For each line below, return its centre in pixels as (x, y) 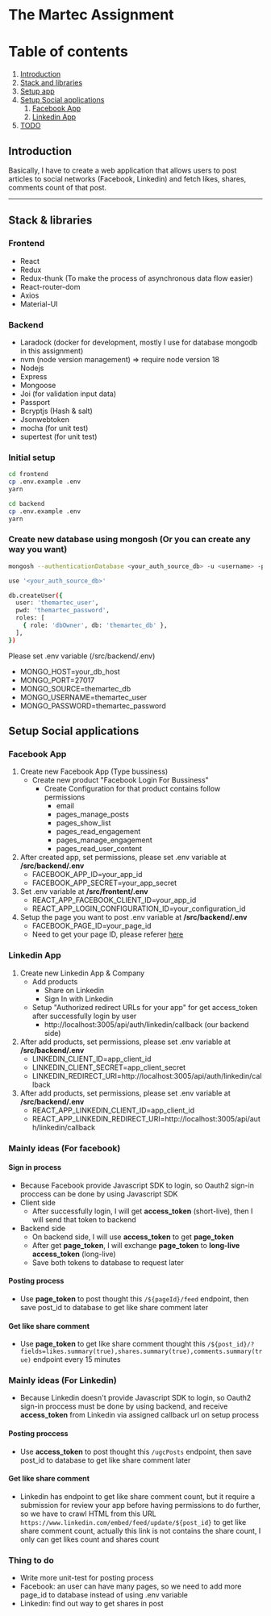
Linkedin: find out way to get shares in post (92, 1604)
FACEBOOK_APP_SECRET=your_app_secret (104, 883)
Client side (38, 1202)
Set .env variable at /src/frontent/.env (84, 892)
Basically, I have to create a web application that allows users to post (123, 170)
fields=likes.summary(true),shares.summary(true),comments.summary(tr (141, 1352)
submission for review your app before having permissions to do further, (140, 1505)
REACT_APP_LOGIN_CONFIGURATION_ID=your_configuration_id (139, 908)
